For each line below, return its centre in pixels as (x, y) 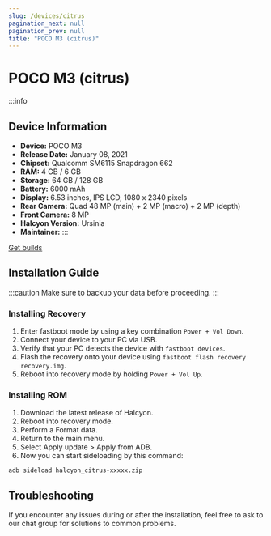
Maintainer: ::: (44, 232)
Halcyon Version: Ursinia (62, 223)
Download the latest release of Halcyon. (87, 413)
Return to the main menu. (62, 439)
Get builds (25, 247)
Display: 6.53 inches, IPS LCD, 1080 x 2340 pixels (104, 198)
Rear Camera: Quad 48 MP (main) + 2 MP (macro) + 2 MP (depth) (130, 206)
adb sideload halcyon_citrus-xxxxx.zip (76, 470)
